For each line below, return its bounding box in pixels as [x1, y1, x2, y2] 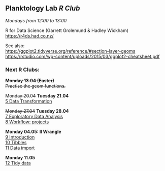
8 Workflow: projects [5, 119, 49, 125]
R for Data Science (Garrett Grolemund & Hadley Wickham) [5, 27, 128, 33]
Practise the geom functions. [5, 83, 66, 89]
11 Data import [5, 145, 35, 151]
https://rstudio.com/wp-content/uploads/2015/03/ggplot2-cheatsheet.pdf [5, 53, 160, 59]
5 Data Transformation [5, 98, 52, 105]
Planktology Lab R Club [5, 4, 80, 13]
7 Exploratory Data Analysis [5, 114, 63, 120]
